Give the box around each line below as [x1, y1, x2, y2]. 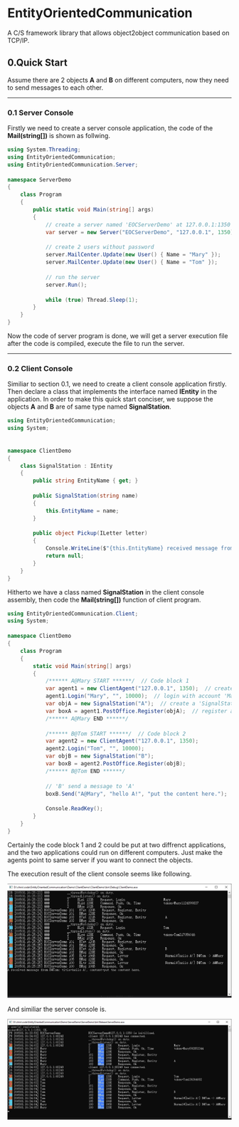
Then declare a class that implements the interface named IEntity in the [7, 387, 218, 396]
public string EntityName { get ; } [33, 477, 139, 485]
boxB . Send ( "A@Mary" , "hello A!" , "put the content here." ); [45, 790, 228, 797]
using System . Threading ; [7, 146, 81, 154]
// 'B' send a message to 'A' [45, 782, 135, 790]
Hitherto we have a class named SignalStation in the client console [7, 587, 205, 596]
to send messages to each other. [7, 83, 104, 92]
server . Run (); [45, 281, 87, 288]
